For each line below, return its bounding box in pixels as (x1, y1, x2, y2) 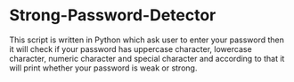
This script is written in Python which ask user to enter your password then (9, 34, 285, 45)
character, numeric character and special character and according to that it (9, 53, 285, 63)
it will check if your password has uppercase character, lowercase (9, 43, 252, 54)
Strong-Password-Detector (9, 5, 216, 26)
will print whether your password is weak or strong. (9, 63, 198, 73)
